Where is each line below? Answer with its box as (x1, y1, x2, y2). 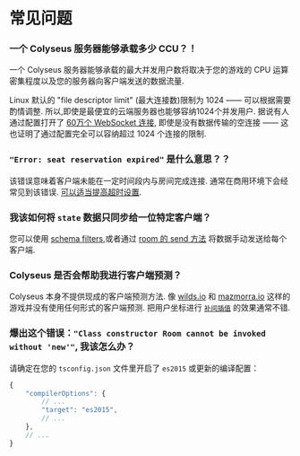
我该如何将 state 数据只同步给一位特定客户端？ (9, 211, 212, 224)
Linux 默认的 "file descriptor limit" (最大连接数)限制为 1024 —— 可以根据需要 (9, 95, 291, 106)
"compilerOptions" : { (25, 389, 106, 398)
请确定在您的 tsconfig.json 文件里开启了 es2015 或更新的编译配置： (9, 363, 260, 373)
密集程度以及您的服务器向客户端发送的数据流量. (9, 75, 185, 86)
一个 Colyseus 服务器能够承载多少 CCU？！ (9, 42, 198, 55)
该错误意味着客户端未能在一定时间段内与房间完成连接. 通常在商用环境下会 (9, 175, 280, 186)
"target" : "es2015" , (41, 406, 118, 415)
